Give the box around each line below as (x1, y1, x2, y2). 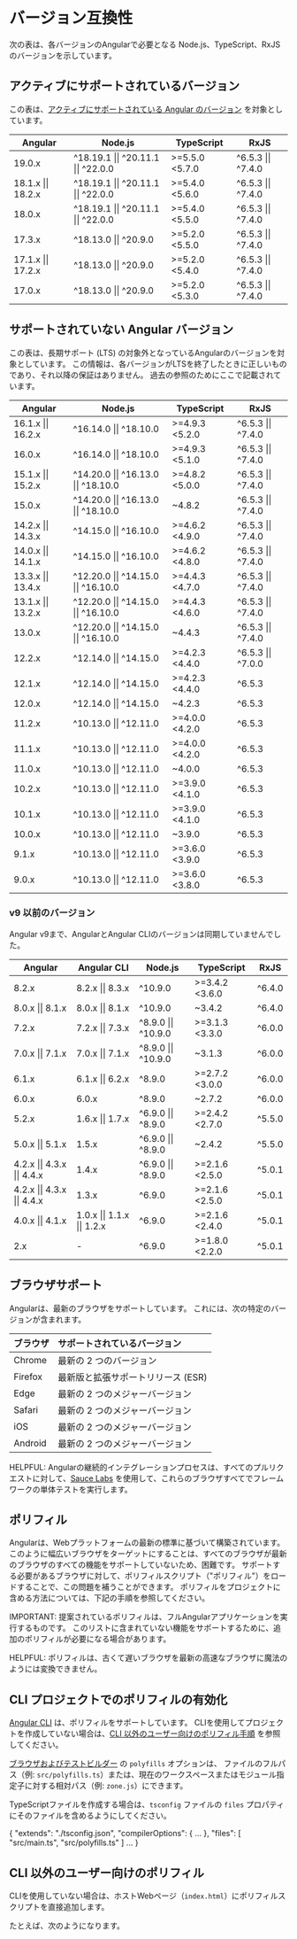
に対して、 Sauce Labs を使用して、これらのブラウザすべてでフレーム (32, 1472, 285, 1484)
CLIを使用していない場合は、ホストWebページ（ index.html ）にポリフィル (9, 1890, 278, 1901)
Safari (13, 1403, 38, 1415)
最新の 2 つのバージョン (57, 1354, 157, 1367)
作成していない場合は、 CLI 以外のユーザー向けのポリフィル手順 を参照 (24, 1728, 281, 1739)
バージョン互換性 (9, 8, 133, 28)
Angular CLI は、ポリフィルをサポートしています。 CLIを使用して (9, 1718, 246, 1728)
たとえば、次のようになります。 (9, 1920, 126, 1931)
